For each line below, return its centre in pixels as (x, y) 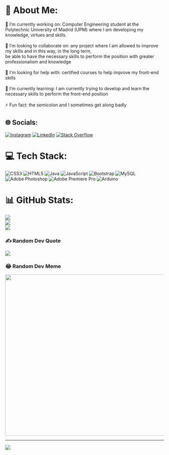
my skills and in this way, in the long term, (49, 51)
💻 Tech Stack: (36, 156)
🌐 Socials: (22, 123)
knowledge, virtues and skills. (36, 35)
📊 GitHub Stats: (39, 200)
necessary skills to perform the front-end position (57, 94)
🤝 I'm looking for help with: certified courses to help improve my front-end (82, 72)
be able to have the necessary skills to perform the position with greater (80, 56)
